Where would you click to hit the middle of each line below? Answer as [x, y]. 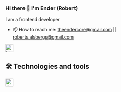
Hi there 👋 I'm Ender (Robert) [42, 8]
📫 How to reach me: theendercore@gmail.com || [64, 30]
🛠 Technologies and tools [47, 66]
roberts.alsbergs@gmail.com [43, 37]
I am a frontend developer [32, 20]
